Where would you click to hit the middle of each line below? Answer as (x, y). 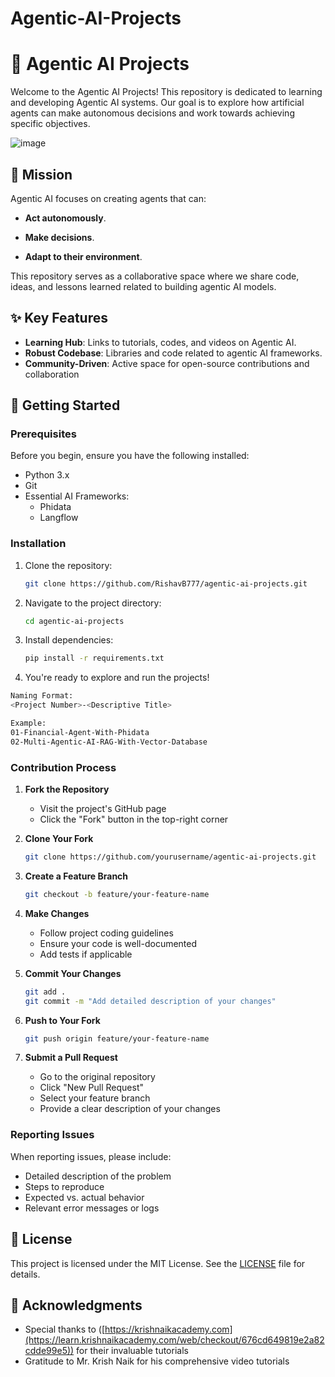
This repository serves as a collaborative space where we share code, (155, 276)
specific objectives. (50, 124)
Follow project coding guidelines (106, 933)
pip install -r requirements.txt (94, 658)
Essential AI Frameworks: (77, 496)
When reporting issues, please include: (91, 1156)
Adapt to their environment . (83, 256)
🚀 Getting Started (65, 405)
